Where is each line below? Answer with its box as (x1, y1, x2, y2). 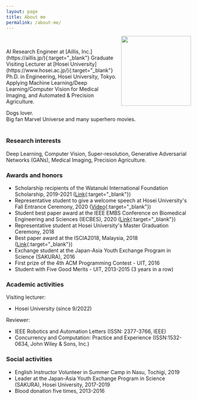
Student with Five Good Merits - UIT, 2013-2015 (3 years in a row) (14, 265, 174, 272)
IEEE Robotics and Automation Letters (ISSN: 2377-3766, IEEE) (14, 328, 167, 335)
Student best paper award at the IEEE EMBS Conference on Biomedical (14, 209, 186, 216)
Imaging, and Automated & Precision (6, 92, 94, 99)
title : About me (6, 14, 46, 20)
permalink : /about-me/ (6, 19, 62, 25)
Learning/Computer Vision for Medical (6, 86, 98, 93)
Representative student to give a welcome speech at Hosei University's (14, 196, 187, 204)
